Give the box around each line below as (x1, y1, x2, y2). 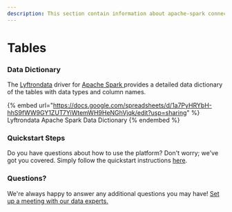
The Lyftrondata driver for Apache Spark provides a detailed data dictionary (7, 80, 223, 89)
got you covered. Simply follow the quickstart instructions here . (7, 157, 188, 165)
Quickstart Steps (7, 133, 66, 143)
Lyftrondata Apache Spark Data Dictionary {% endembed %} (7, 116, 180, 125)
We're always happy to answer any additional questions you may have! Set (7, 189, 220, 197)
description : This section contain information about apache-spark (7, 10, 206, 17)
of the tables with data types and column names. (7, 88, 146, 96)
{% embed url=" (7, 101, 54, 109)
